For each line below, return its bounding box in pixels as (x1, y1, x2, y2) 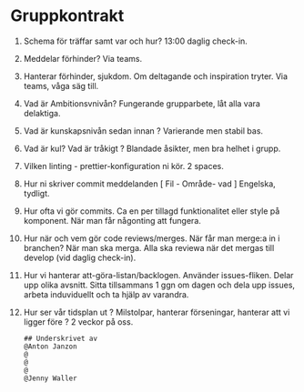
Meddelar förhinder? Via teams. (23, 53, 143, 64)
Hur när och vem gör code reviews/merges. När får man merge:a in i (23, 233, 280, 244)
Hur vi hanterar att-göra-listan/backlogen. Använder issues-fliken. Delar (23, 269, 294, 280)
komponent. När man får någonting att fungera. (23, 215, 201, 226)
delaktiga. (23, 107, 61, 118)
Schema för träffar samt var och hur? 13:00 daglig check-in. (23, 35, 248, 46)
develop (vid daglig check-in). (23, 252, 137, 263)
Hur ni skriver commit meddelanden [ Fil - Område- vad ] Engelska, (23, 178, 276, 189)
